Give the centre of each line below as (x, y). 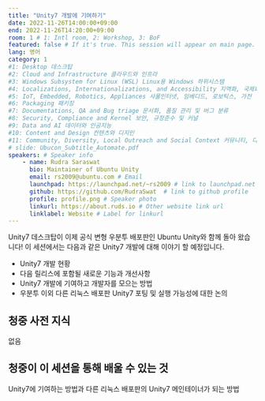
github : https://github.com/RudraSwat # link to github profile (138, 191)
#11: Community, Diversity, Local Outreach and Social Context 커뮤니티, (129, 140)
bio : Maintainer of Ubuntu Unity (84, 170)
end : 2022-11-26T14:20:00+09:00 (61, 30)
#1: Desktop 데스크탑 (40, 67)
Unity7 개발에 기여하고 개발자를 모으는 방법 (86, 283)
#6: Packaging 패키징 (41, 103)
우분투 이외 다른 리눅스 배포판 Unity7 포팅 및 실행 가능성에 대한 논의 (123, 294)
